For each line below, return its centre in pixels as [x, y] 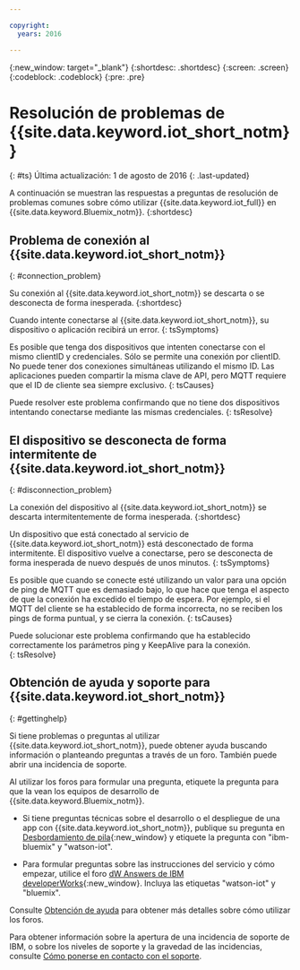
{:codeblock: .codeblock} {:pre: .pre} [77, 76]
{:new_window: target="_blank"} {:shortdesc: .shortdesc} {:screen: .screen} [149, 67]
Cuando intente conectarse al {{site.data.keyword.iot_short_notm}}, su [139, 320]
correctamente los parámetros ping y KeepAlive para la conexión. [130, 645]
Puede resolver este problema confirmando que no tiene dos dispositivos [145, 403]
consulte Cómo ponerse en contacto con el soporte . [106, 956]
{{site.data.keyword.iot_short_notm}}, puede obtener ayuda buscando [138, 745]
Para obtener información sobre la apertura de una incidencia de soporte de [150, 937]
